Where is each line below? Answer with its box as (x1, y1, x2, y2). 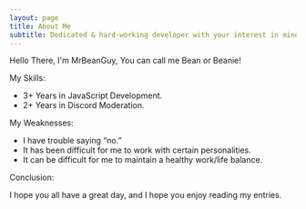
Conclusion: (9, 172, 55, 183)
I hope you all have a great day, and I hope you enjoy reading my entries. (9, 190, 282, 201)
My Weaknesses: (9, 117, 75, 128)
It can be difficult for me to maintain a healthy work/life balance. (22, 154, 263, 165)
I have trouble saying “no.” (22, 135, 122, 146)
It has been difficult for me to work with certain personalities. (22, 144, 252, 155)
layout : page (9, 13, 59, 23)
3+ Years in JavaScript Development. (22, 90, 163, 101)
